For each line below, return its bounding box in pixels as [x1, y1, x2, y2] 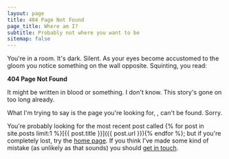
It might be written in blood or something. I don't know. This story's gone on [7, 88, 222, 97]
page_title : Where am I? [7, 23, 78, 29]
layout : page [7, 10, 45, 17]
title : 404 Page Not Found [7, 16, 85, 23]
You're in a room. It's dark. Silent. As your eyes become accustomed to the [7, 54, 219, 62]
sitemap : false [7, 36, 51, 42]
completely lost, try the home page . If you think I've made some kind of [7, 136, 209, 145]
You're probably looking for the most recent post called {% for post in [7, 122, 204, 130]
